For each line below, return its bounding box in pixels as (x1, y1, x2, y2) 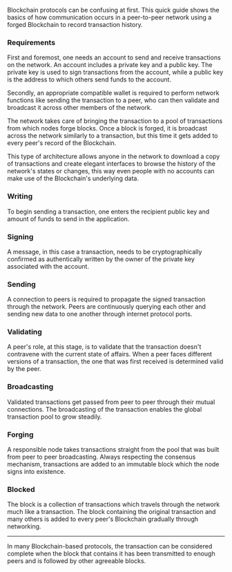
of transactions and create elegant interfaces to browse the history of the (7, 160, 216, 168)
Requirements (7, 37, 56, 47)
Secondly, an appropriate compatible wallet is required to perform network (7, 89, 220, 97)
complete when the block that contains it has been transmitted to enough (7, 549, 215, 558)
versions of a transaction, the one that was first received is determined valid (7, 357, 224, 365)
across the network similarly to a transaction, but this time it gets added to (7, 131, 218, 140)
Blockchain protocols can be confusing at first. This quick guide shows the (7, 6, 220, 14)
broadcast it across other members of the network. (7, 104, 153, 112)
